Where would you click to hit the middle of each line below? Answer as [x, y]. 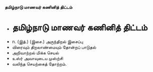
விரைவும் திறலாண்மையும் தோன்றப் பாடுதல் [54, 47]
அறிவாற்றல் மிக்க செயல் [35, 53]
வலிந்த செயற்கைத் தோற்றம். [39, 64]
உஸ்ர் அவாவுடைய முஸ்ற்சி [37, 58]
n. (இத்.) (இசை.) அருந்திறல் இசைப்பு [47, 41]
